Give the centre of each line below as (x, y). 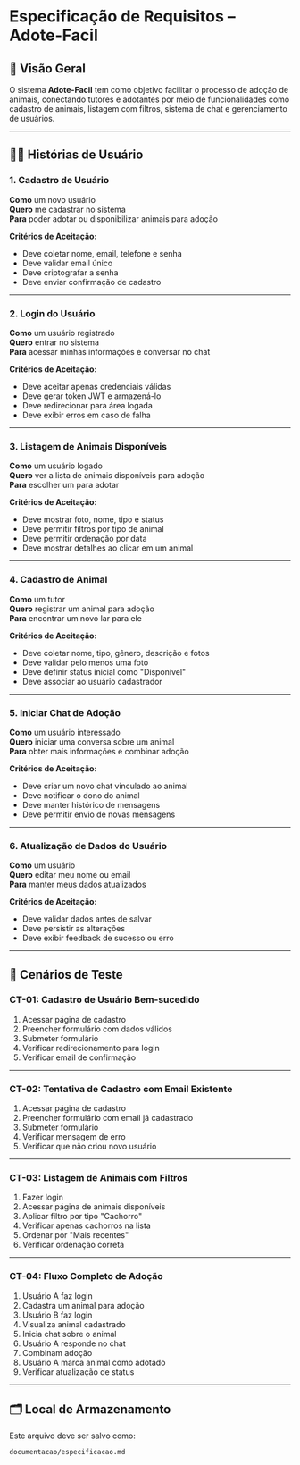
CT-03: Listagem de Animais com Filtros (99, 1178)
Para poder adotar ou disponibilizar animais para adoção (114, 219)
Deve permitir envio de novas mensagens (99, 814)
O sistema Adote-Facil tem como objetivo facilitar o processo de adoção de (149, 90)
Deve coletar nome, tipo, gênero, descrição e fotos (116, 653)
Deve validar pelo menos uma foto (85, 662)
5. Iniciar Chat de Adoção (65, 712)
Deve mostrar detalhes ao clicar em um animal (108, 548)
